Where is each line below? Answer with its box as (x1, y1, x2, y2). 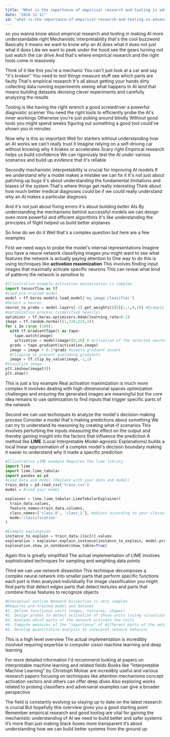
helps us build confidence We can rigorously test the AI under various (5, 151, 151, 158)
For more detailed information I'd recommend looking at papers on (5, 656, 144, 663)
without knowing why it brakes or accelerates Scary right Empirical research (5, 146, 164, 152)
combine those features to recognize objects (5, 589, 99, 595)
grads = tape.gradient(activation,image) (10, 342, 99, 347)
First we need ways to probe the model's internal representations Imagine (5, 245, 159, 251)
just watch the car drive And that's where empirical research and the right (5, 52, 159, 58)
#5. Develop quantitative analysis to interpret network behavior (5, 627, 148, 632)
